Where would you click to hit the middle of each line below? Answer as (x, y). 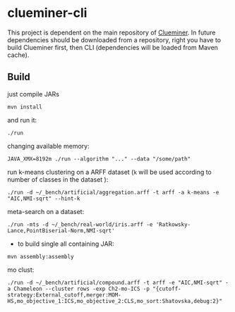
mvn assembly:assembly (41, 256)
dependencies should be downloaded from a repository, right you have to (114, 39)
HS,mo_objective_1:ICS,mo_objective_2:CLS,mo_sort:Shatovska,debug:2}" (115, 301)
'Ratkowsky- (173, 224)
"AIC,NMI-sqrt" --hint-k (44, 199)
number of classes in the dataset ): (58, 179)
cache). (18, 55)
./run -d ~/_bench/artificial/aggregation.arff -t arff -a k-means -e (113, 192)
